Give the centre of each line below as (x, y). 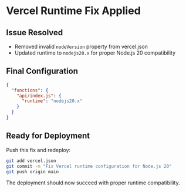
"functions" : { (30, 90)
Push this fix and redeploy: (38, 150)
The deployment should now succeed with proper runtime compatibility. (93, 183)
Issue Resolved (35, 33)
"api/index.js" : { (39, 96)
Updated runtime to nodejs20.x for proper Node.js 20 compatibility (95, 53)
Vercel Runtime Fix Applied (73, 11)
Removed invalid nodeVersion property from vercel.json (81, 46)
